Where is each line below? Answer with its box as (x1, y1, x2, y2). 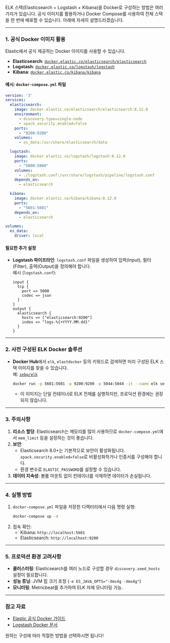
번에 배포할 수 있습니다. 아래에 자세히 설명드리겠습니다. (16, 17, 124, 23)
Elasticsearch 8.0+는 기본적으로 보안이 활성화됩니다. (20, 447, 125, 453)
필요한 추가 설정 (5, 245, 36, 251)
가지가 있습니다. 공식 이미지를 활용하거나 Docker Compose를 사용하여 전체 (5, 11, 154, 17)
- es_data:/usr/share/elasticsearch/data (18, 140, 108, 145)
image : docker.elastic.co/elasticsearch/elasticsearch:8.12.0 (14, 107, 148, 112)
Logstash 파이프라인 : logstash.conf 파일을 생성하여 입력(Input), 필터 (12, 257, 151, 263)
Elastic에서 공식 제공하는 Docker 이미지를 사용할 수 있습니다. (5, 48, 125, 54)
